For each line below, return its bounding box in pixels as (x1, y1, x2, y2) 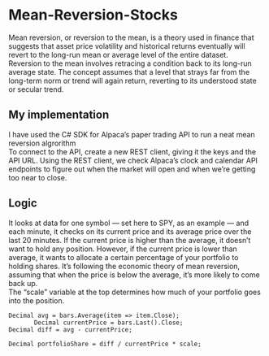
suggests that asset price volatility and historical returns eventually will (8, 41, 245, 50)
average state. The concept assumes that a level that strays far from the (8, 67, 250, 76)
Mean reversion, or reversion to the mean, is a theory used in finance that (8, 33, 254, 42)
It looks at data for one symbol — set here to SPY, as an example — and (8, 218, 249, 228)
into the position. (8, 295, 65, 306)
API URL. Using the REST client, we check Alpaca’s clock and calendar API (8, 155, 258, 165)
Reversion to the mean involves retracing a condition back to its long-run (8, 59, 252, 68)
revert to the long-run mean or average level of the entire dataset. (8, 50, 229, 59)
